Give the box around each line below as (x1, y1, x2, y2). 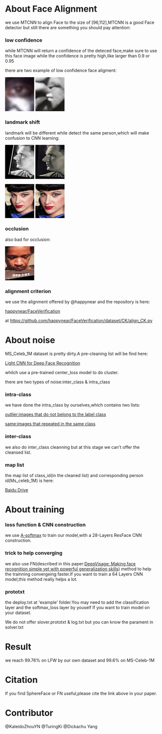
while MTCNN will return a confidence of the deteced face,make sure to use (5, 48, 158, 54)
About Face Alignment (5, 3, 97, 15)
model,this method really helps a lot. (5, 576, 78, 582)
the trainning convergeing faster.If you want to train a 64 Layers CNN (5, 571, 143, 577)
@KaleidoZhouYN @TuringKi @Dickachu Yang (5, 723, 98, 729)
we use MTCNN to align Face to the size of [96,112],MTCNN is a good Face (5, 19, 155, 25)
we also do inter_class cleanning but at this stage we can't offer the (5, 444, 140, 450)
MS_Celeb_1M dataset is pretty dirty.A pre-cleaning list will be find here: (5, 351, 148, 357)
